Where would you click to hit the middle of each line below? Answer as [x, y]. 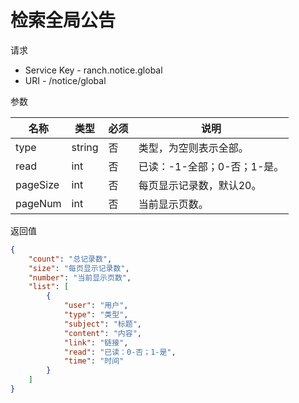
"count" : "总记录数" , [70, 259]
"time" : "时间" [94, 361]
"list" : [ [49, 287]
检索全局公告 [63, 20]
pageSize [37, 184]
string [85, 147]
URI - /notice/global [65, 80]
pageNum [38, 203]
